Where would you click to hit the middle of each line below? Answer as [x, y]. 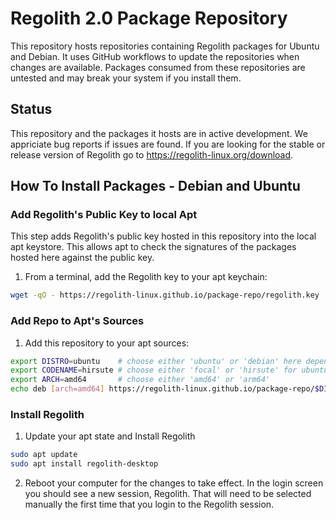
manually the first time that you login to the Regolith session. [149, 504]
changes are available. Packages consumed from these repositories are [158, 67]
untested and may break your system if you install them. [126, 78]
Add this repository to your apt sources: [107, 343]
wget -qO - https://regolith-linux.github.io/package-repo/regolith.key [165, 295]
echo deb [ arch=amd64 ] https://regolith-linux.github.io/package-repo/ [162, 389]
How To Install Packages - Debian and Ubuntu [155, 186]
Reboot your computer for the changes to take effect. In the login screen [174, 483]
